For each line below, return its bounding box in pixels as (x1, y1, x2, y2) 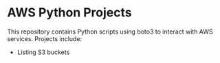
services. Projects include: (7, 34, 82, 42)
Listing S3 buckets (16, 48, 70, 56)
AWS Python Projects (7, 5, 132, 21)
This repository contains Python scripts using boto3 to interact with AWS (7, 27, 213, 36)
